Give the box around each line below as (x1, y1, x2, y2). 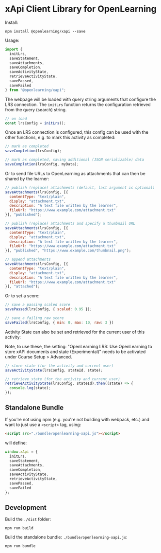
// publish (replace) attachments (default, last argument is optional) (5, 185, 155, 190)
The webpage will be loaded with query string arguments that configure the (5, 96, 156, 102)
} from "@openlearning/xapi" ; (5, 88, 66, 92)
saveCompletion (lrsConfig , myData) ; (5, 162, 79, 167)
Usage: (5, 37, 19, 43)
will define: (5, 440, 27, 446)
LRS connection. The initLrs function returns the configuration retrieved (5, 101, 151, 107)
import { (5, 47, 23, 52)
